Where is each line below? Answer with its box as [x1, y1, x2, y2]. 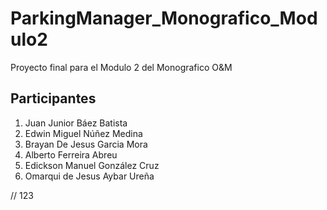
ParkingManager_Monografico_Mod [10, 7, 318, 30]
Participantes [10, 90, 97, 107]
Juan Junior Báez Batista [24, 117, 128, 129]
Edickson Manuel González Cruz [24, 159, 160, 171]
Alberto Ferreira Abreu [24, 148, 118, 161]
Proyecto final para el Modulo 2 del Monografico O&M [10, 61, 233, 73]
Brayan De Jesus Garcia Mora [24, 138, 148, 150]
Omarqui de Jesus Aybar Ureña [24, 170, 155, 182]
